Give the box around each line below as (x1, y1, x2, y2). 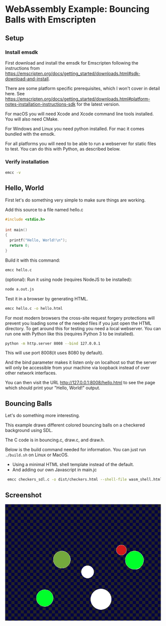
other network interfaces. (5, 370, 57, 376)
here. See (5, 90, 25, 96)
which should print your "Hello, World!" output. (5, 385, 100, 391)
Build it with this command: (5, 257, 60, 263)
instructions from (5, 65, 41, 71)
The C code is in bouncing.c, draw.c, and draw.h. (5, 437, 105, 443)
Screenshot (5, 490, 42, 499)
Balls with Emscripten (5, 14, 96, 25)
